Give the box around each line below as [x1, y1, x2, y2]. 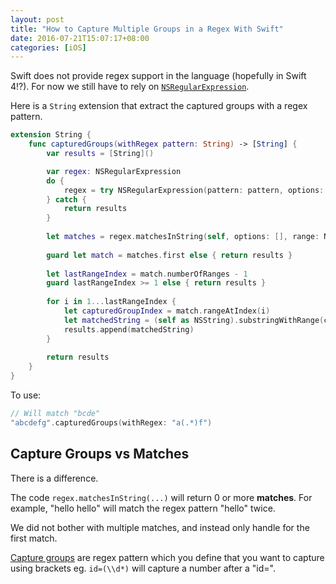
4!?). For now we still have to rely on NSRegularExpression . [10, 81, 250, 93]
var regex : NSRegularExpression [46, 166, 182, 176]
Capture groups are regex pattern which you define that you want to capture [10, 551, 325, 563]
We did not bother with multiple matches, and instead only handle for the [10, 521, 310, 533]
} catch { [46, 194, 87, 205]
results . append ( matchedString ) [63, 324, 195, 335]
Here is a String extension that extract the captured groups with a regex [10, 100, 308, 112]
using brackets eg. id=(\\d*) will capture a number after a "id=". [10, 562, 276, 574]
